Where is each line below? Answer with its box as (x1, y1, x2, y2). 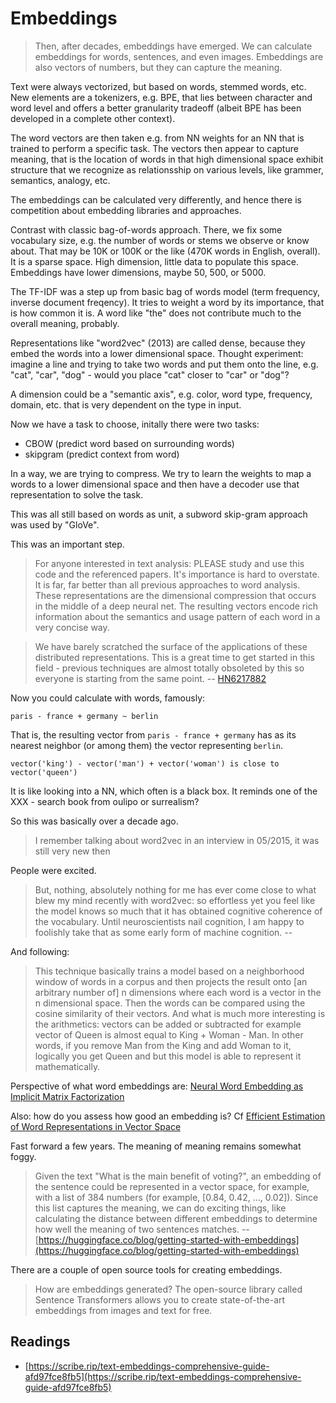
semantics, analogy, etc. (10, 174, 111, 186)
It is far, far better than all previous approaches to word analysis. (34, 578, 301, 591)
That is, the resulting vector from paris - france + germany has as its (10, 728, 297, 741)
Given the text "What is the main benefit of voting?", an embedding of (34, 1170, 322, 1182)
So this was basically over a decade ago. (10, 815, 179, 827)
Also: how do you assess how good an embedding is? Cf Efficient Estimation (10, 1110, 326, 1122)
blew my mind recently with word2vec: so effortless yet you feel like (34, 894, 316, 906)
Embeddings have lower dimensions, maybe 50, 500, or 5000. (10, 266, 267, 278)
